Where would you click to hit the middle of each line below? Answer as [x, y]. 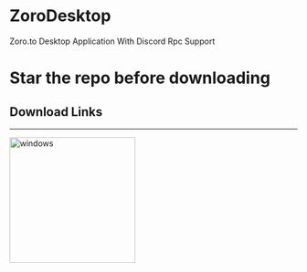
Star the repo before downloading [140, 78]
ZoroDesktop [60, 16]
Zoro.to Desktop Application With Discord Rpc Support [112, 41]
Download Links [56, 112]
